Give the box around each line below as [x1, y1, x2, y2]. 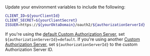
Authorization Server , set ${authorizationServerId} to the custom [5, 41, 138, 47]
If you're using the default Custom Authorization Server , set [5, 31, 125, 37]
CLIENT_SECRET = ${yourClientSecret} [5, 18, 78, 23]
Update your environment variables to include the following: [5, 4, 126, 10]
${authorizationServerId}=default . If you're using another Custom [5, 36, 140, 42]
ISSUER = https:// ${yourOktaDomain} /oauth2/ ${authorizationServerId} [5, 22, 146, 27]
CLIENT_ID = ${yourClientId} [5, 14, 60, 18]
